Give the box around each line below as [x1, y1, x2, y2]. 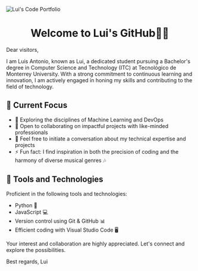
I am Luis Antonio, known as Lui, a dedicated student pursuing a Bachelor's [6, 57, 191, 65]
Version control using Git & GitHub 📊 [14, 217, 106, 225]
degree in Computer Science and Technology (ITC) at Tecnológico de [6, 64, 177, 71]
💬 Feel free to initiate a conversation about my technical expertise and [14, 135, 186, 142]
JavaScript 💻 [14, 208, 49, 216]
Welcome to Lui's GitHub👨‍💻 [30, 27, 169, 40]
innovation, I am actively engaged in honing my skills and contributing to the [6, 76, 193, 83]
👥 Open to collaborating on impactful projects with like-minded [14, 122, 169, 129]
